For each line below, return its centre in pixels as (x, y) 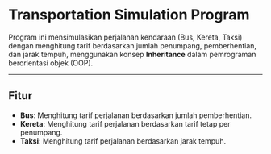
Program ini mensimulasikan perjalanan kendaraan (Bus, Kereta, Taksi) (125, 37)
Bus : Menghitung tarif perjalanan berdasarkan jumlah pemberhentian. (136, 115)
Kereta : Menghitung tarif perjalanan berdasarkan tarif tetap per (125, 123)
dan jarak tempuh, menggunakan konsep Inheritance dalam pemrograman (132, 54)
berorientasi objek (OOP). (51, 63)
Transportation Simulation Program (129, 15)
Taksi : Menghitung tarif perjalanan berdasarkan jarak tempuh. (123, 141)
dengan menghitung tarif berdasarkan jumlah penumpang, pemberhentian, (132, 45)
